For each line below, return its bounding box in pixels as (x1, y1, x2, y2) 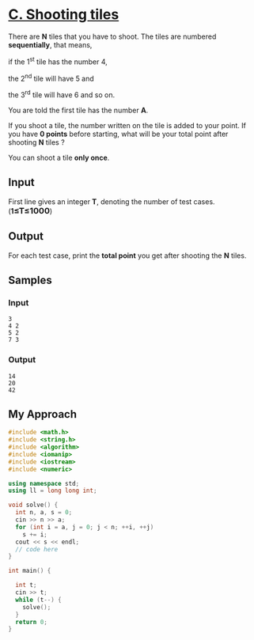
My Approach (8, 407, 78, 421)
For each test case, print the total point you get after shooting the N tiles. (8, 251, 247, 260)
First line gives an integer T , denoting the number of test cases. (8, 196, 215, 206)
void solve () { (8, 501, 59, 509)
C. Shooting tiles (8, 6, 119, 24)
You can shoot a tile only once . (8, 153, 110, 162)
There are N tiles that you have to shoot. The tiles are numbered (8, 32, 217, 41)
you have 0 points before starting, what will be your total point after (8, 129, 229, 138)
